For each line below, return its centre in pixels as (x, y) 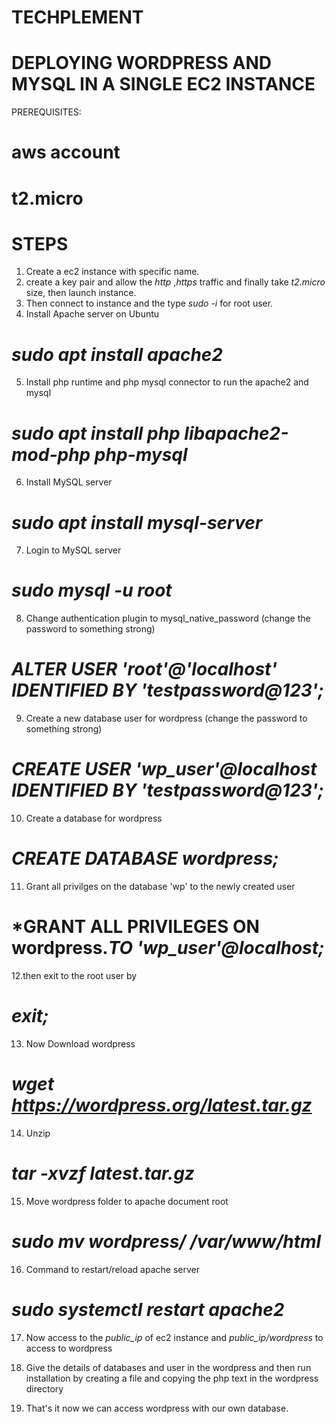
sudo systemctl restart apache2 (148, 1309)
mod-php (51, 454)
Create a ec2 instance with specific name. (112, 272)
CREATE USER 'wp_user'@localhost (164, 769)
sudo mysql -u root (92, 590)
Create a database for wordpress (94, 818)
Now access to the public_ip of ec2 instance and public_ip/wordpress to (174, 1337)
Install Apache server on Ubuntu (92, 314)
